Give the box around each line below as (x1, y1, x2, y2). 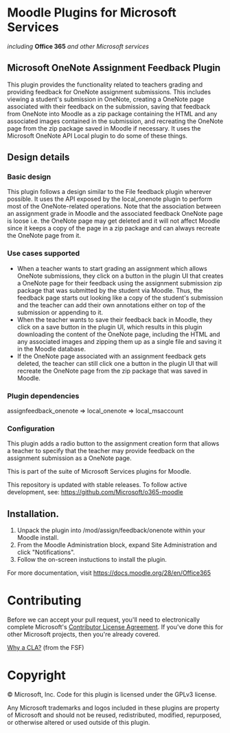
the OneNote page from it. (7, 232, 81, 240)
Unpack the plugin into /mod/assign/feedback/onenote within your (16, 526, 206, 534)
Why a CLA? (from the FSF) (7, 644, 84, 652)
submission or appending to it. (16, 308, 104, 316)
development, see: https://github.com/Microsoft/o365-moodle (7, 488, 183, 496)
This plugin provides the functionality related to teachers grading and (7, 80, 203, 89)
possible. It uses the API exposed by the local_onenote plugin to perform (7, 195, 213, 204)
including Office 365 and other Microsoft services (7, 42, 150, 50)
